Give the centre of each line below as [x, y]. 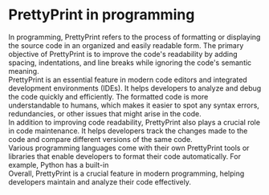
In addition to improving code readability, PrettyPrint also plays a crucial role [134, 122]
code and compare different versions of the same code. [100, 139]
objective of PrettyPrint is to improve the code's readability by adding [123, 54]
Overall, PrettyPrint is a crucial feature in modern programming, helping [126, 173]
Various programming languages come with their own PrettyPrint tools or [129, 148]
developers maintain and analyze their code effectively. [100, 181]
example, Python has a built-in [59, 165]
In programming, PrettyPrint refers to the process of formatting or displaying [134, 37]
